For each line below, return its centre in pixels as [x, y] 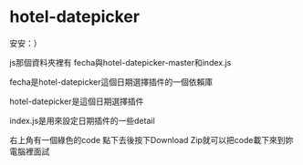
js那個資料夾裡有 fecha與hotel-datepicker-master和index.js [120, 62]
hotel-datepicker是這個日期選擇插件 [77, 101]
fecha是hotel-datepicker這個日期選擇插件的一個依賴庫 [111, 82]
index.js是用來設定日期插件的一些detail [82, 120]
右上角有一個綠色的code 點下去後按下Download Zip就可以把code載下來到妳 [151, 139]
